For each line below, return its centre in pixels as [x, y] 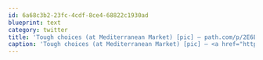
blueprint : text [34, 23]
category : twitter [38, 30]
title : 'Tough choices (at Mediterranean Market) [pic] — [104, 37]
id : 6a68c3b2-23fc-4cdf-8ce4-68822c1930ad [78, 15]
